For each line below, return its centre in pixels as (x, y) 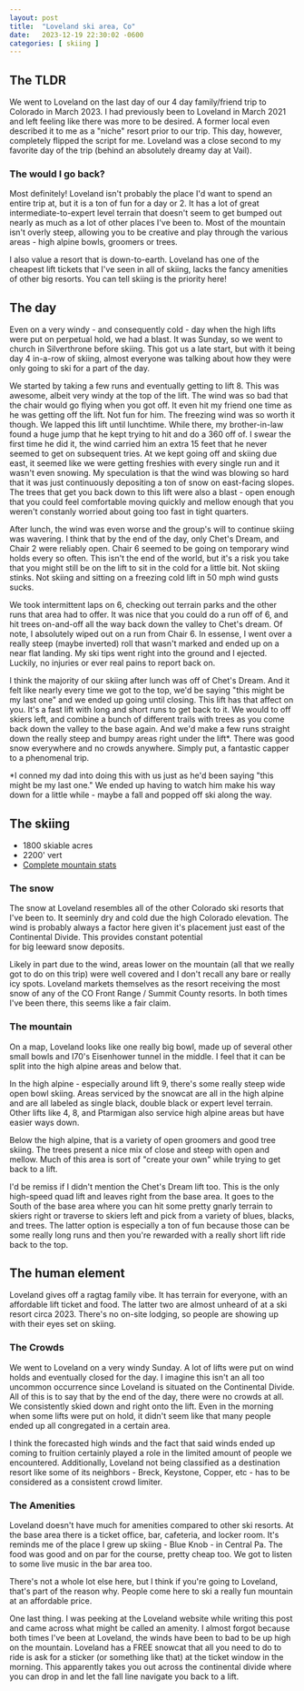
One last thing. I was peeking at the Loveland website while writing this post (151, 1618)
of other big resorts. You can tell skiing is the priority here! (118, 279)
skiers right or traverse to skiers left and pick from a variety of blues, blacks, (152, 1215)
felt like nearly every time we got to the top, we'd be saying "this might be (147, 690)
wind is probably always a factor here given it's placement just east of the (147, 927)
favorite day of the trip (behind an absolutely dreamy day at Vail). (131, 150)
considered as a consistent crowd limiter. (86, 1482)
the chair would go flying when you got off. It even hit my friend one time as (151, 405)
